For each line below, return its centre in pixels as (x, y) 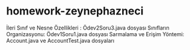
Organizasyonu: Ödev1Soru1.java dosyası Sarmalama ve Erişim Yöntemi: (95, 34)
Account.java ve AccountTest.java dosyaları (60, 40)
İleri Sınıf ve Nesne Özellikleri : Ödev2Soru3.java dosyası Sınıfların (88, 28)
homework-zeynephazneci (75, 11)
